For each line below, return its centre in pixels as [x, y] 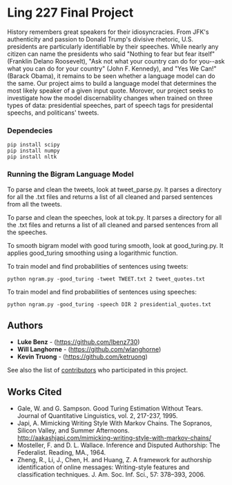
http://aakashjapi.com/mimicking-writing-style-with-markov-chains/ [114, 438]
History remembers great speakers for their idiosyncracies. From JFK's [108, 32]
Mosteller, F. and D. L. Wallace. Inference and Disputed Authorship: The [119, 445]
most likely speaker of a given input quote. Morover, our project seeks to [110, 91]
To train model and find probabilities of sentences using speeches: [102, 292]
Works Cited [35, 392]
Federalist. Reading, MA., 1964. [61, 453]
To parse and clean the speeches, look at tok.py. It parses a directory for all [115, 217]
